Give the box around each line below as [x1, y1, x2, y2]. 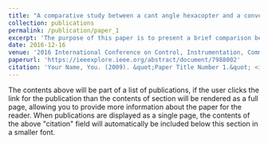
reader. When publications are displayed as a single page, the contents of [8, 110, 250, 120]
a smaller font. [8, 127, 56, 137]
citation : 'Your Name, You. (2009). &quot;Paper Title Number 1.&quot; [8, 64, 251, 71]
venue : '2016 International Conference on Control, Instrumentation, [8, 48, 245, 56]
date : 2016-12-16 [8, 41, 66, 49]
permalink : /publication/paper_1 [8, 26, 120, 34]
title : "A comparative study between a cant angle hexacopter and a [8, 11, 241, 20]
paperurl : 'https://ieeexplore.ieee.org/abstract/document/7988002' [8, 56, 241, 64]
